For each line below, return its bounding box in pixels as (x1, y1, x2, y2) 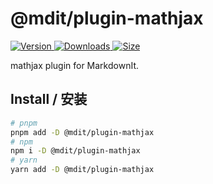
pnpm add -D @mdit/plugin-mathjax (10, 127, 155, 137)
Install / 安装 (10, 91, 88, 108)
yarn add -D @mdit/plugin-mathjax (10, 165, 155, 175)
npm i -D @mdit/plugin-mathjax (10, 146, 141, 156)
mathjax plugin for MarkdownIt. (10, 59, 140, 71)
